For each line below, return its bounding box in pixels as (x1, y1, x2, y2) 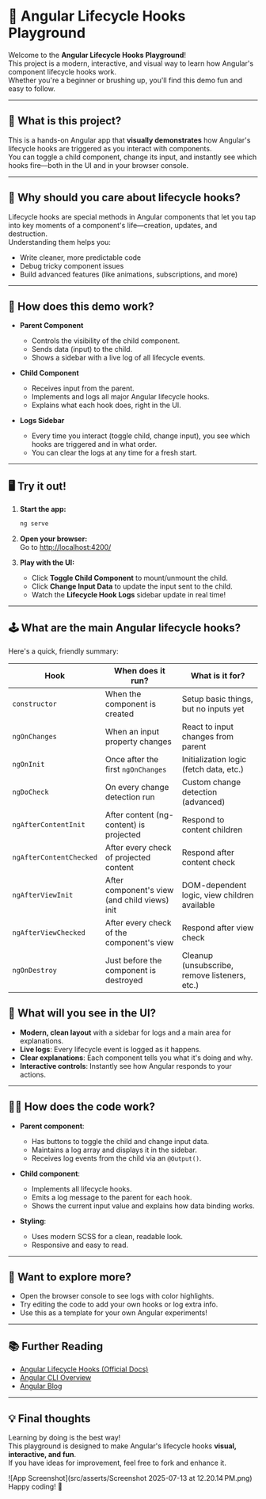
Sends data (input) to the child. (31, 345, 133, 354)
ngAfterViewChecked (12, 928, 85, 937)
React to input (181, 721, 234, 732)
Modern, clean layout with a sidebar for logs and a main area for (19, 1028, 231, 1037)
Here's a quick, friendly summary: (8, 646, 119, 656)
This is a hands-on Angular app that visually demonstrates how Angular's (8, 135, 251, 145)
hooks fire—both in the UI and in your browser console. (8, 160, 189, 170)
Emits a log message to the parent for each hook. (31, 1192, 192, 1202)
